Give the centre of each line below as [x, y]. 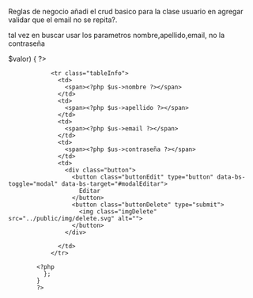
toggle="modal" [33, 184]
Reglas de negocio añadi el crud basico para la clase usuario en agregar [126, 11]
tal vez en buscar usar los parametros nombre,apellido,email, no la [117, 35]
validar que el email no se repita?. [63, 20]
